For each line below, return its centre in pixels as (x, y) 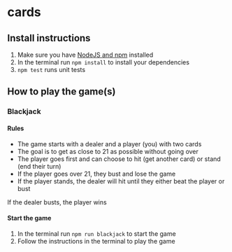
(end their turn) (39, 166)
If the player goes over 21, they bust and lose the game (96, 174)
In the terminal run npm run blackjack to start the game (96, 233)
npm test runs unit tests (51, 70)
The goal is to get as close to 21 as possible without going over (108, 151)
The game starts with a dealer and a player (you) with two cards (109, 143)
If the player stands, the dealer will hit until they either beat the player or (121, 181)
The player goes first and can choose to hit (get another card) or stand (119, 159)
